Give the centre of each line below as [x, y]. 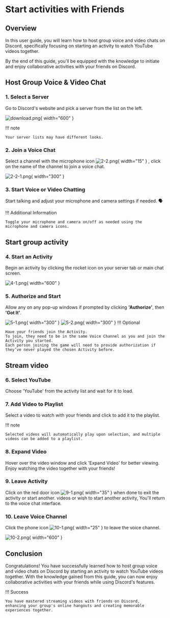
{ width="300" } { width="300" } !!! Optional [83, 323]
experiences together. [29, 610]
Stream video [27, 365]
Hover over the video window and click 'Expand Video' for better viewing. [82, 463]
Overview [21, 28]
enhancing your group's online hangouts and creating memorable [75, 606]
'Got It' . [13, 313]
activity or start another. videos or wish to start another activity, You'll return [85, 498]
